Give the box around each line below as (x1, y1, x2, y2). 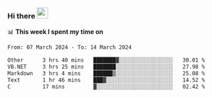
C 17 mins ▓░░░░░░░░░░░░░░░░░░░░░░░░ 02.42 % (7, 83, 205, 90)
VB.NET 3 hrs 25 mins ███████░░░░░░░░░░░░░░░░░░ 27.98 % (7, 64, 205, 71)
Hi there (7, 11, 36, 21)
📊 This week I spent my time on (7, 28, 104, 36)
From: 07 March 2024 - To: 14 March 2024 (7, 44, 132, 51)
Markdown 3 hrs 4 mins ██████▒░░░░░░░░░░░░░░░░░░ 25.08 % (7, 69, 205, 77)
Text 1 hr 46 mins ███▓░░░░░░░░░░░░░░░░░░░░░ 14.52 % (7, 76, 205, 84)
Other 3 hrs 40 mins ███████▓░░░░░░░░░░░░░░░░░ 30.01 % (7, 57, 205, 64)
